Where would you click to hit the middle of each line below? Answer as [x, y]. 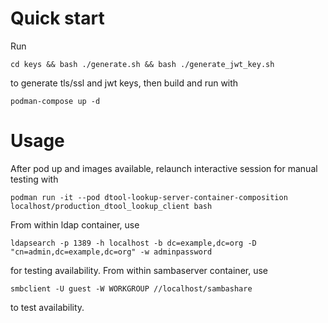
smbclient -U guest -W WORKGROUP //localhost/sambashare [131, 288]
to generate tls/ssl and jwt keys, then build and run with [124, 83]
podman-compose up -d [55, 101]
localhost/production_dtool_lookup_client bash [111, 206]
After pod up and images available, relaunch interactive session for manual [164, 168]
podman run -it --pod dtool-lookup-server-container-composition [149, 197]
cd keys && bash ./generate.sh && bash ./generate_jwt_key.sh [142, 64]
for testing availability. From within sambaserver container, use [139, 270]
